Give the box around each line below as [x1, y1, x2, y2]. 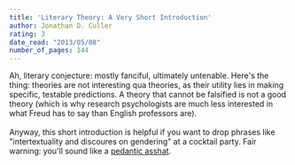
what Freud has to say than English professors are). [9, 108, 198, 119]
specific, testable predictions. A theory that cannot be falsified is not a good [9, 90, 286, 100]
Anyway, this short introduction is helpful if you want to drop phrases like [9, 127, 276, 137]
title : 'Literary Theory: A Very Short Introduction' [9, 12, 213, 22]
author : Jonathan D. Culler [9, 21, 113, 30]
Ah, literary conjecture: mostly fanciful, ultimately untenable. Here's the [9, 70, 269, 81]
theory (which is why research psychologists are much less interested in [9, 98, 274, 109]
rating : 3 [9, 29, 46, 38]
